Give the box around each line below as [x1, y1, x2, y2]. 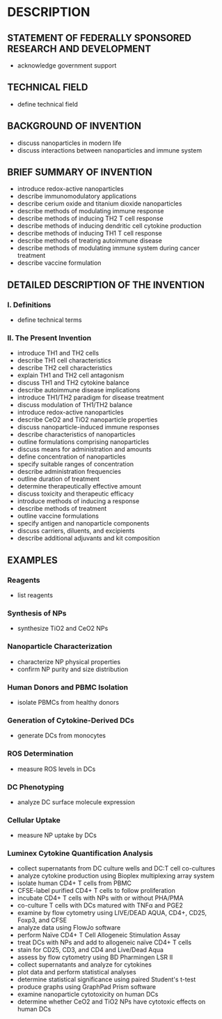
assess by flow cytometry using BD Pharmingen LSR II [17, 953, 173, 962]
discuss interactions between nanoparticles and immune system [17, 146, 203, 154]
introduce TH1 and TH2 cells [17, 349, 100, 358]
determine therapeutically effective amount [17, 482, 141, 491]
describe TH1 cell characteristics [17, 356, 111, 365]
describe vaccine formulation [17, 259, 102, 267]
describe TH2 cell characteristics [17, 364, 113, 372]
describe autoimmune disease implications [17, 386, 141, 394]
